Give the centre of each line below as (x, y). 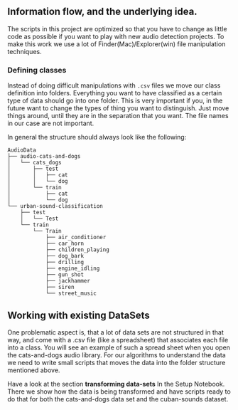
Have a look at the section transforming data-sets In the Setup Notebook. (116, 384)
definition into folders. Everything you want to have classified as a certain (115, 93)
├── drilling (64, 263)
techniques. (25, 51)
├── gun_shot (64, 275)
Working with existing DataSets (79, 315)
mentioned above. (34, 370)
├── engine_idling (72, 269)
